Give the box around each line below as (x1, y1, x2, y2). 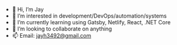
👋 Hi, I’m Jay (12, 6, 44, 13)
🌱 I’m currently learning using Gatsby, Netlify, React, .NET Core (12, 19, 171, 26)
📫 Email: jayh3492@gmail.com (12, 32, 92, 39)
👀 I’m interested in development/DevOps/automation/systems (12, 12, 167, 19)
